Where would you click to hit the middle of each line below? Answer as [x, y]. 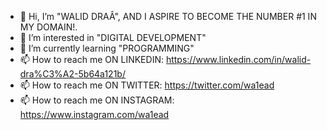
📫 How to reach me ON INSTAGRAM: [97, 100]
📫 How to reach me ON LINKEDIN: [91, 59]
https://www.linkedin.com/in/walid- [238, 59]
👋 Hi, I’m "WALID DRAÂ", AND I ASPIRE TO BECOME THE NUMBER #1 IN [168, 16]
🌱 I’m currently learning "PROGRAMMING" [107, 48]
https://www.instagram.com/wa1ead [94, 114]
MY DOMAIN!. [48, 27]
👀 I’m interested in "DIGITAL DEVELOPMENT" [113, 37]
